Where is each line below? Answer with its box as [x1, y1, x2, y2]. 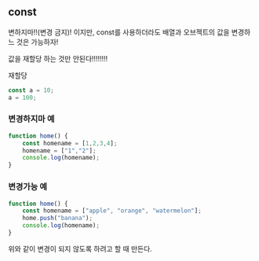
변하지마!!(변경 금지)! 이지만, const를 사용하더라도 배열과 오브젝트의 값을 [8, 27, 230, 37]
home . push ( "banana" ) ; [22, 215, 93, 222]
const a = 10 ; [8, 86, 55, 94]
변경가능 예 [8, 182, 48, 193]
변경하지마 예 [8, 113, 55, 124]
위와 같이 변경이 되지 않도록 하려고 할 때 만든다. [8, 244, 153, 253]
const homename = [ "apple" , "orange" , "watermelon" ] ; [22, 207, 202, 215]
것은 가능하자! [16, 37, 59, 46]
